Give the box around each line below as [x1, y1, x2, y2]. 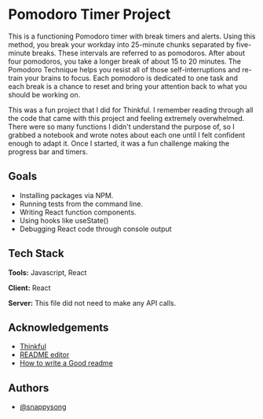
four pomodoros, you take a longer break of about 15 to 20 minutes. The [8, 57, 242, 66]
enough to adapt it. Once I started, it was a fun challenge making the [8, 138, 230, 148]
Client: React [8, 283, 51, 292]
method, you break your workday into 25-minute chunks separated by [8, 39, 235, 49]
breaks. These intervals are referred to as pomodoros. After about [31, 48, 246, 57]
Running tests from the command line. [19, 199, 144, 208]
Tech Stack [8, 247, 64, 260]
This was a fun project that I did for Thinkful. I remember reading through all [8, 105, 254, 115]
